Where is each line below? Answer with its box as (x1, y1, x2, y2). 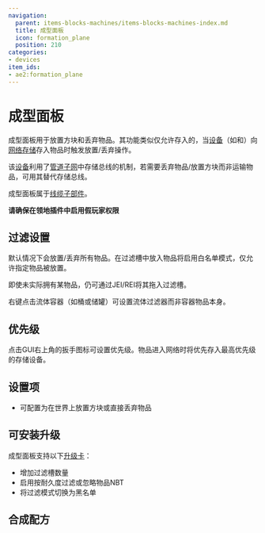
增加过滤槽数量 (19, 467, 69, 477)
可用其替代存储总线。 (21, 171, 92, 181)
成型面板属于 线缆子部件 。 (8, 188, 92, 198)
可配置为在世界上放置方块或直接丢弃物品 (19, 403, 152, 412)
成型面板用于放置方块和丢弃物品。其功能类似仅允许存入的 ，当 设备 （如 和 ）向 (8, 135, 258, 144)
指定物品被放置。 (14, 263, 71, 273)
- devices (8, 56, 41, 64)
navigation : (8, 11, 47, 20)
